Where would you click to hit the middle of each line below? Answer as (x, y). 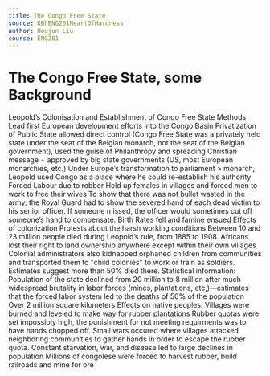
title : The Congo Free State (57, 16)
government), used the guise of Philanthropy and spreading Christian (123, 151)
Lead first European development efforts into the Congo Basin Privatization (133, 126)
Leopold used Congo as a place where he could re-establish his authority (130, 177)
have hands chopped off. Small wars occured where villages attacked (124, 331)
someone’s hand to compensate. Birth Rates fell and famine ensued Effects (133, 220)
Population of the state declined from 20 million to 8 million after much (125, 280)
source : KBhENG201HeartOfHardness (66, 23)
